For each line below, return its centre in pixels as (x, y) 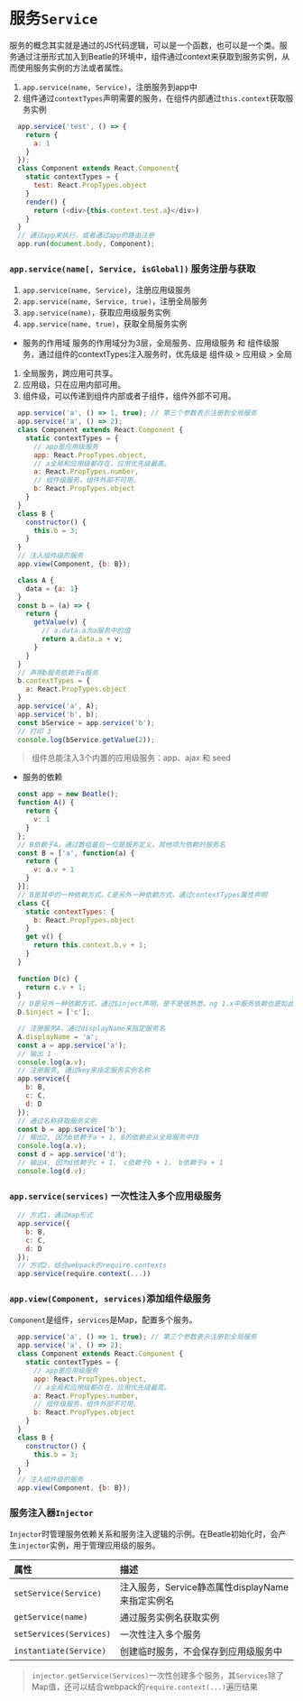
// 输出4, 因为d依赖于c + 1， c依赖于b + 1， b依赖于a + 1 (120, 1163)
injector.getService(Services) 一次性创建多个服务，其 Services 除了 (157, 1676)
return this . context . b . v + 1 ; (90, 945)
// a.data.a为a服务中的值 (86, 631)
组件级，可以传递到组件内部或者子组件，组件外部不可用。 (129, 396)
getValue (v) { (60, 622)
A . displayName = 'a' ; (58, 1037)
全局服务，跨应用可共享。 (70, 373)
